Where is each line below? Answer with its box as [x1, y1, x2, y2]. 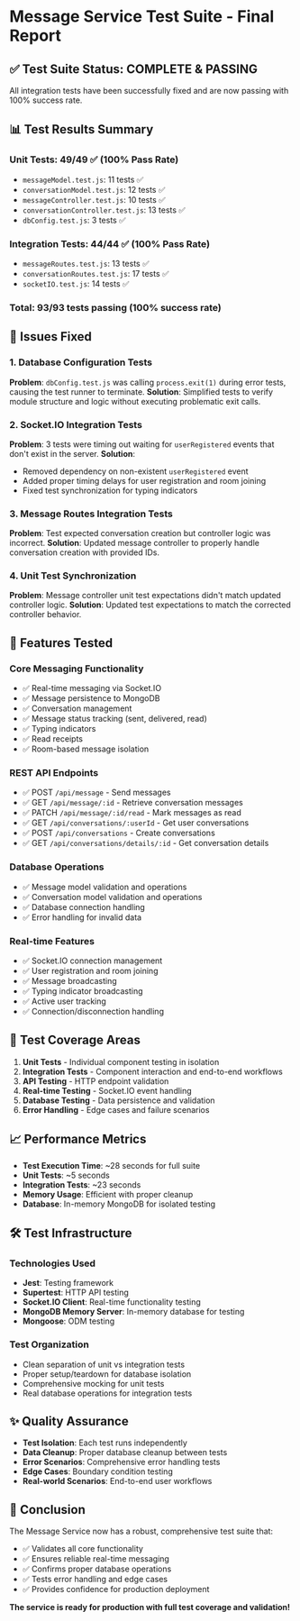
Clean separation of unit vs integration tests [22, 1359, 186, 1370]
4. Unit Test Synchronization [9, 569, 137, 582]
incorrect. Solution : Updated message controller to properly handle [9, 538, 259, 549]
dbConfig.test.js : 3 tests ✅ [22, 214, 126, 225]
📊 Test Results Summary [9, 122, 154, 137]
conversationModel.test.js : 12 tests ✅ [22, 184, 166, 195]
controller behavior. [9, 609, 82, 620]
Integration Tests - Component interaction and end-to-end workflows [22, 1066, 284, 1077]
